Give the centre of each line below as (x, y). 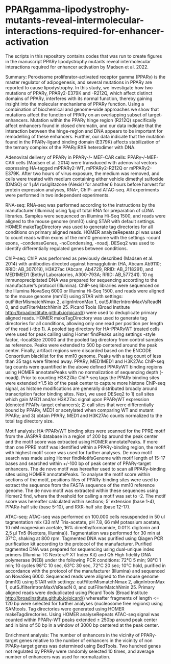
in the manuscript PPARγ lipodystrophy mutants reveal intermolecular (78, 61)
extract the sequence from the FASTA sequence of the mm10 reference (80, 485)
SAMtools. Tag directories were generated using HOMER (65, 609)
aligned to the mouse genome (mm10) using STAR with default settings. (80, 221)
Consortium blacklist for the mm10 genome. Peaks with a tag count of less (83, 356)
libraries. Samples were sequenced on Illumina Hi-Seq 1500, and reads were (86, 216)
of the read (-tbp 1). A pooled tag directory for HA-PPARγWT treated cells (82, 329)
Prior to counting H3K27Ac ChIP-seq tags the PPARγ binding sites (90, 377)
